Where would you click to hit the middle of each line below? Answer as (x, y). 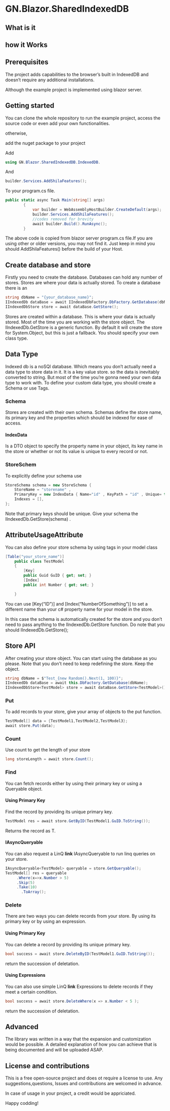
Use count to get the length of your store (48, 750)
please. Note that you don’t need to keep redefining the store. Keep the (79, 664)
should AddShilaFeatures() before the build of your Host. (64, 249)
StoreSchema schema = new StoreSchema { (49, 485)
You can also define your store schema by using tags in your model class (81, 547)
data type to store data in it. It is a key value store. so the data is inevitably (82, 372)
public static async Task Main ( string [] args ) (55, 200)
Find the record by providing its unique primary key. (59, 812)
